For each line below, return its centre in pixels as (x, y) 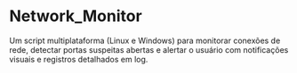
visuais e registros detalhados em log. (79, 59)
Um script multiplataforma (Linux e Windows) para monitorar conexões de (145, 40)
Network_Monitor (76, 16)
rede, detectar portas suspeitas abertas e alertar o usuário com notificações (149, 49)
